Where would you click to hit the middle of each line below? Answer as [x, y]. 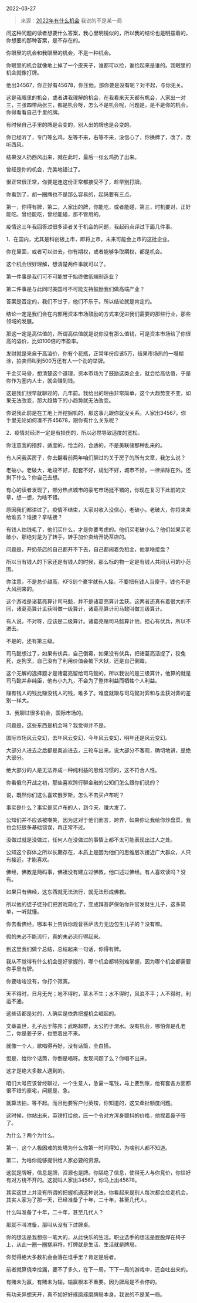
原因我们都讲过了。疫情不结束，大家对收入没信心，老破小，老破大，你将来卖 [98, 510]
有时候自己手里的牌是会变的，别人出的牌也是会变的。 [70, 125]
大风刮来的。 [21, 589]
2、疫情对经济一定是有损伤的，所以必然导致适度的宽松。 [74, 433]
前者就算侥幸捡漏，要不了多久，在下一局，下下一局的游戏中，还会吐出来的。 [98, 1269]
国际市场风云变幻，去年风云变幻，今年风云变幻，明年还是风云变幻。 [88, 738]
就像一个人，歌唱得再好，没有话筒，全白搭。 [60, 1046]
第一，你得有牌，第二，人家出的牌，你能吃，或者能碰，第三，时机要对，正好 [98, 207]
